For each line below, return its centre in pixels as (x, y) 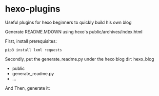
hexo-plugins (33, 9)
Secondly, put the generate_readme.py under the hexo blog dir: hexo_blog (80, 59)
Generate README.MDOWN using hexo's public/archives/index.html (74, 32)
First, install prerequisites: (31, 41)
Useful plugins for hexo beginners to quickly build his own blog (68, 22)
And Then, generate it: (28, 88)
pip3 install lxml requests (34, 50)
